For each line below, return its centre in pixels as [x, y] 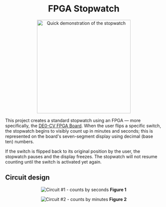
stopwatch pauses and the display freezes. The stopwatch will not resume [81, 156]
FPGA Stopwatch [84, 9]
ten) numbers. [20, 141]
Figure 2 [118, 199]
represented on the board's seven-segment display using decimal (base [79, 136]
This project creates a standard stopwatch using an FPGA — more [73, 120]
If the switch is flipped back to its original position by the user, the [73, 151]
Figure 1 [118, 190]
